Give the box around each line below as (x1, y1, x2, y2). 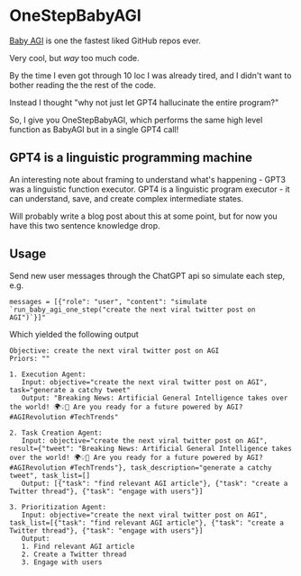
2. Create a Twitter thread (21, 550, 127, 559)
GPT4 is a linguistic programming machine (9, 150, 252, 166)
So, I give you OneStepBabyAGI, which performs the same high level (9, 114, 263, 125)
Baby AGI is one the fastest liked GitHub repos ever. (9, 35, 201, 46)
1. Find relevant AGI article (21, 542, 135, 551)
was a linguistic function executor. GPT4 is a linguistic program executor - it (9, 184, 290, 194)
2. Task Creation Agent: (9, 428, 103, 437)
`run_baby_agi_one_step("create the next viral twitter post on (9, 305, 256, 314)
